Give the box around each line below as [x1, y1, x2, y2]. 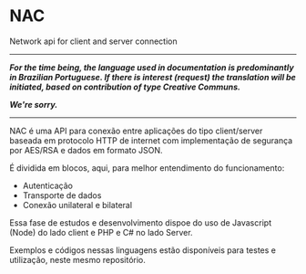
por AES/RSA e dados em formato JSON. [9, 144, 163, 155]
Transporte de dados [22, 189, 102, 201]
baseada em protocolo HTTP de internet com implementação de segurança [9, 134, 293, 146]
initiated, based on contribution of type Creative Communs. [9, 81, 241, 92]
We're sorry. [9, 99, 58, 110]
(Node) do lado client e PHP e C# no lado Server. [9, 227, 193, 237]
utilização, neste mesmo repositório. [9, 254, 146, 265]
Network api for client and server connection [9, 36, 178, 47]
